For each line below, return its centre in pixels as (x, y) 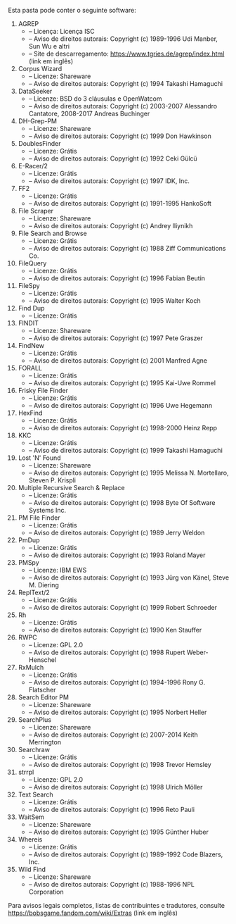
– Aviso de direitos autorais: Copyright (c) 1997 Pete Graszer (116, 338)
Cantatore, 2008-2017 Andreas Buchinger (89, 113)
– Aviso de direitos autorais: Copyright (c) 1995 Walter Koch (114, 301)
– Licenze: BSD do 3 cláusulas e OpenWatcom (95, 99)
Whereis (30, 839)
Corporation (46, 892)
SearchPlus (35, 720)
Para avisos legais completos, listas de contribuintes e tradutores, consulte (117, 905)
